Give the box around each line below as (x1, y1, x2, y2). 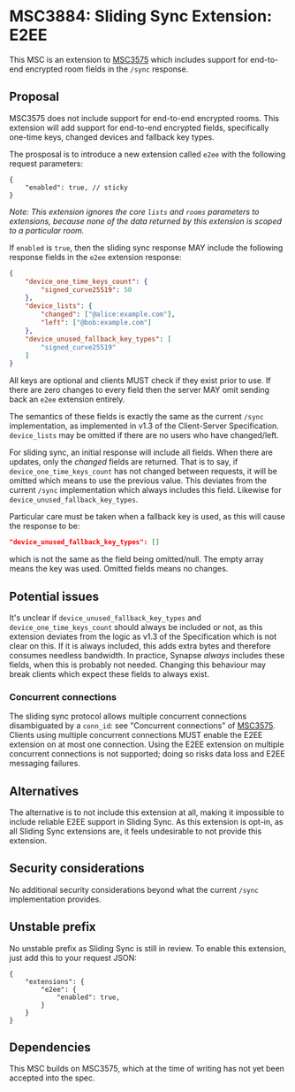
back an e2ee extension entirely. (9, 394, 125, 404)
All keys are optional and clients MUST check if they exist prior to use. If (9, 375, 271, 386)
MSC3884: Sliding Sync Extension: (9, 6, 272, 27)
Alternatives (9, 783, 79, 798)
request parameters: (9, 158, 84, 169)
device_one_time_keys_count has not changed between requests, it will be (9, 466, 278, 477)
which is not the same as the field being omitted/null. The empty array (9, 554, 264, 565)
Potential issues (9, 588, 100, 604)
